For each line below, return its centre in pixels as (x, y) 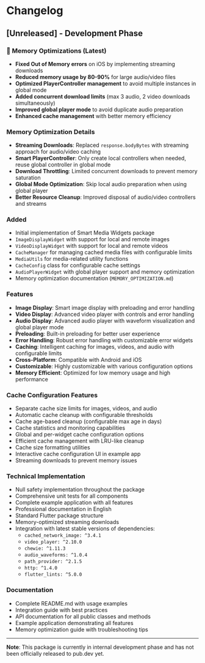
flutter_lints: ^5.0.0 (53, 575)
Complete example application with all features (74, 503)
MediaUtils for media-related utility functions (72, 259)
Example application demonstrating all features (74, 623)
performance (32, 379)
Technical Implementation (46, 476)
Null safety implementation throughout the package (80, 490)
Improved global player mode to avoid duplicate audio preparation (99, 109)
